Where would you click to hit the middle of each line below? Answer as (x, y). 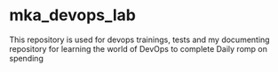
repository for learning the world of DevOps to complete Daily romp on (139, 48)
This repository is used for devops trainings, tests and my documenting (139, 40)
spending (27, 58)
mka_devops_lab (72, 15)
